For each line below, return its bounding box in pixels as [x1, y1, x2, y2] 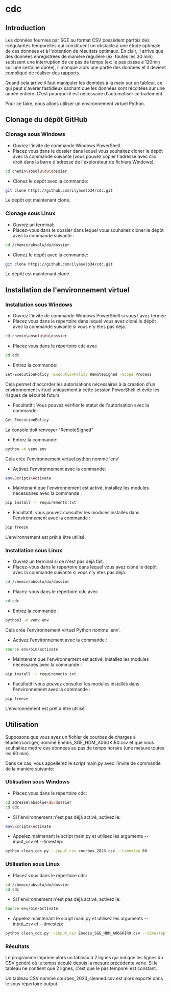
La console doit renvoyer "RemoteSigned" [5, 427, 93, 433]
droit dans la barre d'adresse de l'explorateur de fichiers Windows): [12, 158, 155, 165]
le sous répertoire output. [5, 981, 59, 987]
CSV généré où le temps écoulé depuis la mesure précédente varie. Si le [5, 960, 158, 966]
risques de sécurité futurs [5, 392, 60, 398]
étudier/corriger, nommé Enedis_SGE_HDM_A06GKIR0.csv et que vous [5, 739, 154, 745]
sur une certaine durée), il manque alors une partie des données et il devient [5, 65, 166, 70]
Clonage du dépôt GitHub [5, 115, 88, 124]
